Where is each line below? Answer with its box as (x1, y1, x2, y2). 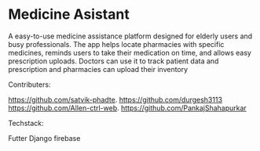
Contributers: (8, 80, 51, 89)
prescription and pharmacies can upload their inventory (8, 64, 189, 74)
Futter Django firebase (8, 133, 81, 142)
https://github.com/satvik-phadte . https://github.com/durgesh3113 (8, 95, 222, 104)
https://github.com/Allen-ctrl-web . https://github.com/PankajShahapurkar (8, 103, 247, 113)
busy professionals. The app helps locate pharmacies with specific (8, 39, 225, 49)
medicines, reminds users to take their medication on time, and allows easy (8, 48, 251, 57)
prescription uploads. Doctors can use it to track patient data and (8, 56, 219, 66)
